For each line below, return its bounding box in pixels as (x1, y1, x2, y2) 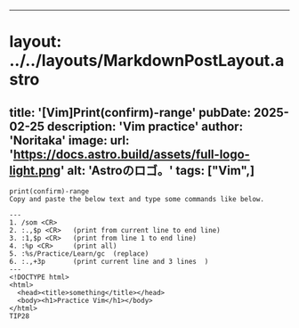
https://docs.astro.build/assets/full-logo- (12, 146, 251, 161)
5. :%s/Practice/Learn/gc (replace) (9, 250, 149, 258)
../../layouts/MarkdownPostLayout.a (9, 51, 285, 71)
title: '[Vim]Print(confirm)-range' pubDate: (9, 104, 252, 120)
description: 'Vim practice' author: (47, 119, 243, 134)
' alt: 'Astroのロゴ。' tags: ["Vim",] (61, 162, 255, 178)
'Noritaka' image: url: (9, 133, 130, 148)
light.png (9, 162, 61, 178)
